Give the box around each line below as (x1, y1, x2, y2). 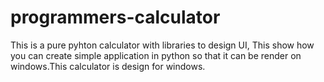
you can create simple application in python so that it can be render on (10, 49, 302, 61)
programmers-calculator (10, 6, 221, 29)
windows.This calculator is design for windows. (10, 60, 206, 72)
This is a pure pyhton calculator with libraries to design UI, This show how (10, 39, 315, 51)
